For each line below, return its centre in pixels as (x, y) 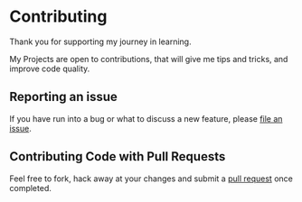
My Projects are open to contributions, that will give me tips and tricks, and (149, 59)
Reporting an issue (63, 97)
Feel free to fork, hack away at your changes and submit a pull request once (151, 179)
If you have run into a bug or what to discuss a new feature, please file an (146, 118)
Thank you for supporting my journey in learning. (100, 41)
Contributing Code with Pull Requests (118, 156)
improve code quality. (50, 69)
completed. (30, 188)
